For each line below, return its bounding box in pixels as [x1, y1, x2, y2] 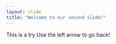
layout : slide [6, 8, 42, 15]
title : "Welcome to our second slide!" [6, 14, 106, 20]
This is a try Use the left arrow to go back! [6, 31, 110, 38]
